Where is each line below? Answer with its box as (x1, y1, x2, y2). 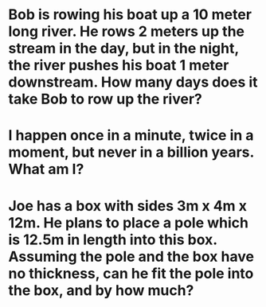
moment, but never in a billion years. (8, 143, 255, 161)
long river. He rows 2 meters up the (8, 22, 245, 41)
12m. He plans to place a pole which (8, 213, 249, 231)
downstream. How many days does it (8, 73, 258, 91)
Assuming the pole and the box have (8, 247, 255, 266)
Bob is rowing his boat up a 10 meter (8, 6, 252, 24)
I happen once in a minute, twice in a (8, 126, 254, 145)
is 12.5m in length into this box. (8, 231, 217, 248)
